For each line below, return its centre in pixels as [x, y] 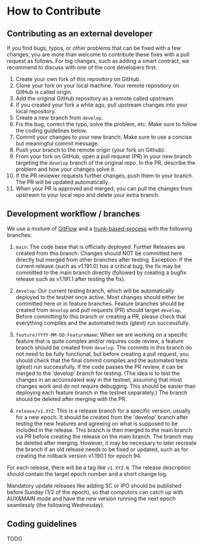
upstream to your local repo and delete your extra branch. [88, 195]
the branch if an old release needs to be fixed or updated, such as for [102, 449]
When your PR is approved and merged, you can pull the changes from [104, 188]
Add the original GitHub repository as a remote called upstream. [95, 98]
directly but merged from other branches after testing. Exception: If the [104, 259]
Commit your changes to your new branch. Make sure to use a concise [104, 137]
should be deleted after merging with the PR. [71, 399]
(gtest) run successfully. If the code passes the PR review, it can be [99, 366]
